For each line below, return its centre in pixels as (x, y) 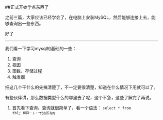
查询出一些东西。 (26, 23)
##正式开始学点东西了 (27, 7)
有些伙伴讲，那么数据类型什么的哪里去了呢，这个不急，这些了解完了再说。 (79, 97)
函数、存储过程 (27, 71)
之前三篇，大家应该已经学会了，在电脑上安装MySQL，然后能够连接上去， (78, 17)
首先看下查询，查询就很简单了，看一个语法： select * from (71, 108)
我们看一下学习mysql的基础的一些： (41, 48)
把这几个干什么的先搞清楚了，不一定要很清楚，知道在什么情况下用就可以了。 (81, 87)
